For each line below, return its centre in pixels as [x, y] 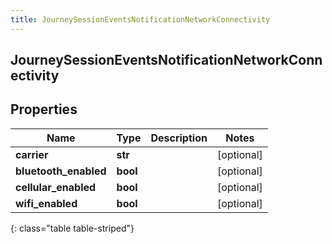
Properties [44, 109]
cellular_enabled [56, 187]
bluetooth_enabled [61, 171]
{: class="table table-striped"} [72, 228]
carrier [32, 154]
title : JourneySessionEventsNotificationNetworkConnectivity [140, 19]
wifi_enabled [46, 203]
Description [179, 138]
